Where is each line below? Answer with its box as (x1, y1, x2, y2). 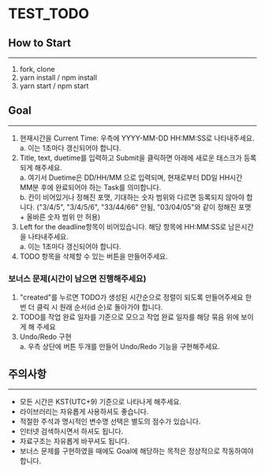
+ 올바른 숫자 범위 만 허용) (19, 212, 101, 222)
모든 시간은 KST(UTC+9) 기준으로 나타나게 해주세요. (19, 397, 182, 406)
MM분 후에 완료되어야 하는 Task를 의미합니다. (19, 182, 162, 192)
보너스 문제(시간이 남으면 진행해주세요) (8, 273, 147, 284)
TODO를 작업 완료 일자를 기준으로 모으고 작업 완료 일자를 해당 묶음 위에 (19, 312, 239, 322)
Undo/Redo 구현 (19, 332, 73, 341)
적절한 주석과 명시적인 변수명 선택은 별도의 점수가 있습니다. (19, 416, 201, 426)
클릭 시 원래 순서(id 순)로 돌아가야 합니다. (36, 303, 163, 312)
